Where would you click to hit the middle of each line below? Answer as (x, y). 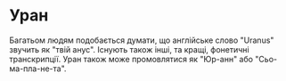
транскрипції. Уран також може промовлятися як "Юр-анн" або (131, 59)
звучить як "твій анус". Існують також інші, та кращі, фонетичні (129, 49)
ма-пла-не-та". (38, 69)
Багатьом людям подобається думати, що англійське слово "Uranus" (142, 40)
